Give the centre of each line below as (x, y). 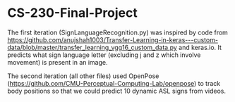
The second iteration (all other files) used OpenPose (83, 76)
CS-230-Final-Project (72, 13)
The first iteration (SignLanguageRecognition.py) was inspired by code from (117, 32)
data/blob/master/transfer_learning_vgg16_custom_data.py (92, 47)
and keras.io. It (200, 47)
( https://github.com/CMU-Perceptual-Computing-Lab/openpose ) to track (114, 83)
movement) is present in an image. (58, 62)
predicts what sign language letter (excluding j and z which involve (104, 55)
